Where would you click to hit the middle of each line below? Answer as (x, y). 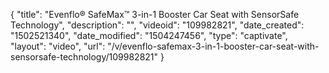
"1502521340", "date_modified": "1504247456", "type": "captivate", (149, 35)
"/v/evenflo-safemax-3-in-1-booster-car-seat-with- (213, 46)
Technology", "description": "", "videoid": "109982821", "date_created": (157, 25)
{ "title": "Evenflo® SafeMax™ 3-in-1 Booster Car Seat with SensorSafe (155, 14)
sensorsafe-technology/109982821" (84, 57)
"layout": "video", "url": (58, 46)
